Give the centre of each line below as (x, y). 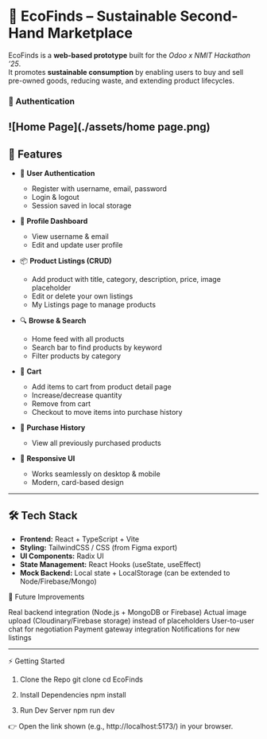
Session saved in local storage (81, 205)
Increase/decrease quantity (77, 395)
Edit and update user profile (77, 245)
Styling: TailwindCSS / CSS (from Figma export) (99, 547)
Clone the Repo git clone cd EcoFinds (81, 679)
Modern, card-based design (78, 483)
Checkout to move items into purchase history (107, 413)
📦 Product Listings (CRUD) (66, 261)
